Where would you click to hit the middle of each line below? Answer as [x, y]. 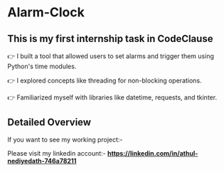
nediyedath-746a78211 [42, 161]
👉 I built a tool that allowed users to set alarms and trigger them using [111, 56]
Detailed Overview [49, 123]
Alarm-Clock [46, 12]
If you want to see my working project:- [65, 139]
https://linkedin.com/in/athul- [153, 153]
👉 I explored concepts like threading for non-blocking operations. [105, 80]
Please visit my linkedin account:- [57, 153]
